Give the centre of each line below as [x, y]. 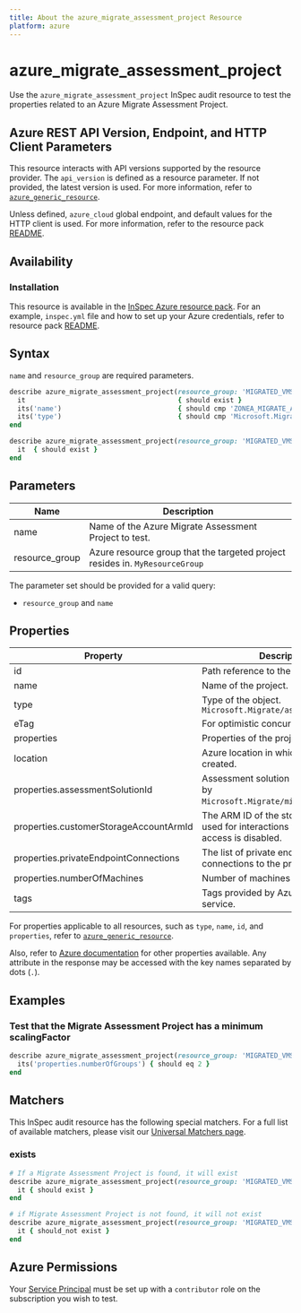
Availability [41, 261]
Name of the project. [245, 686]
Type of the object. [241, 700]
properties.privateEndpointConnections [97, 859]
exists [23, 1154]
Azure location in [237, 753]
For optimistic [230, 724]
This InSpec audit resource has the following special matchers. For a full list [149, 1122]
